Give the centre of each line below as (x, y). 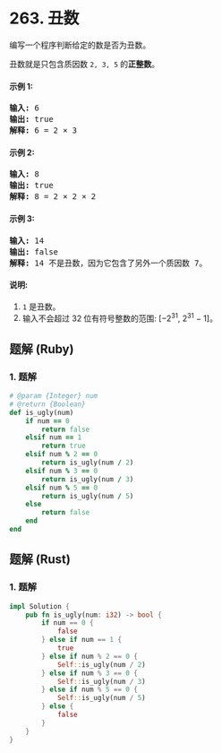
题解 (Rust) (40, 560)
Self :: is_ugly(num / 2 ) (101, 664)
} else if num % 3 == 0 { (90, 673)
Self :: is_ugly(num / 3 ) (101, 681)
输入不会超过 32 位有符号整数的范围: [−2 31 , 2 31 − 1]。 (120, 317)
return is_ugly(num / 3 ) (88, 479)
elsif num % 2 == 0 (62, 454)
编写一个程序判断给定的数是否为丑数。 (80, 45)
